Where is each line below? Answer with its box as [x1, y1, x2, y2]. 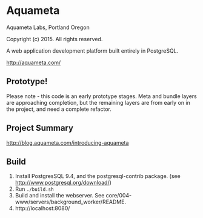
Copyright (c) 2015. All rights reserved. [6, 35, 103, 42]
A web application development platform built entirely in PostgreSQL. [6, 47, 179, 54]
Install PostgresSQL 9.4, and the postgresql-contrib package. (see [15, 173, 181, 180]
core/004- [105, 192, 132, 199]
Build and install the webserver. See [15, 192, 105, 199]
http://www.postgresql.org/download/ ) [15, 179, 112, 187]
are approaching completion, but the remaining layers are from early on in [6, 99, 191, 106]
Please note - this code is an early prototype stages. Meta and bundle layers [6, 92, 197, 100]
